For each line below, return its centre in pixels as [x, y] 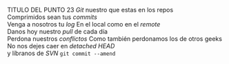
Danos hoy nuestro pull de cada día [58, 31]
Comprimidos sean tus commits [52, 17]
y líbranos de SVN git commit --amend [61, 53]
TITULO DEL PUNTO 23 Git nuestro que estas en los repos [90, 10]
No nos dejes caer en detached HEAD [61, 46]
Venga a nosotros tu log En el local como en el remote [84, 24]
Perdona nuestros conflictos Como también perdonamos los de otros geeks [115, 39]
